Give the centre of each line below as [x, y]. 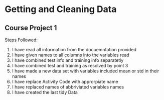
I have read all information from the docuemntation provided [74, 49]
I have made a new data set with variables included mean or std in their [86, 71]
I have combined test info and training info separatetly [68, 60]
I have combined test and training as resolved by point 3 [70, 66]
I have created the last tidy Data [45, 92]
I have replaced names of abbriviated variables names [68, 87]
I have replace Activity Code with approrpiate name [65, 82]
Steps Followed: [21, 40]
